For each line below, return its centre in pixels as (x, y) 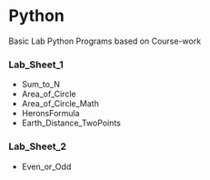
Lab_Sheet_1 (36, 65)
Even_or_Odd (46, 166)
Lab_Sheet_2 (38, 146)
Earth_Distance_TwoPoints (71, 123)
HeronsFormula (50, 114)
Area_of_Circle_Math (60, 104)
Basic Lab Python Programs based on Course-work (105, 41)
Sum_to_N (40, 85)
